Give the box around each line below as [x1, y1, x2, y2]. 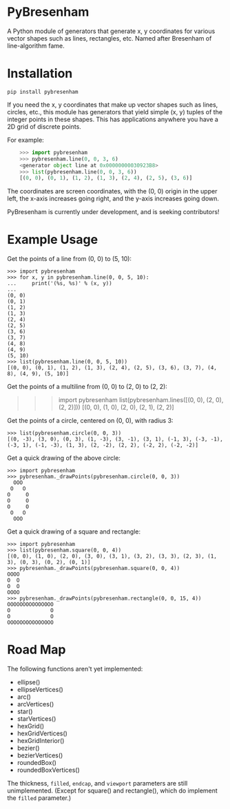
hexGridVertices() [17, 729, 67, 737]
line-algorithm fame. [7, 41, 65, 50]
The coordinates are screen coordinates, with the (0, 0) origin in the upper [7, 187, 218, 196]
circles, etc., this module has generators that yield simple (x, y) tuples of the [7, 107, 222, 116]
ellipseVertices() [17, 686, 63, 694]
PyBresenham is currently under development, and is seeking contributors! [7, 208, 220, 216]
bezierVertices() [17, 751, 63, 759]
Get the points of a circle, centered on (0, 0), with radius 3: [7, 417, 174, 425]
